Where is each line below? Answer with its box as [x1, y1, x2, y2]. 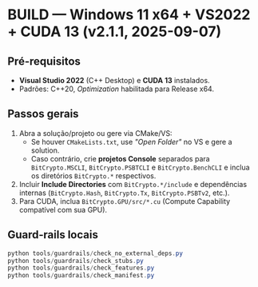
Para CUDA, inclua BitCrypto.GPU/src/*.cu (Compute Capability [18, 196, 231, 205]
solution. [30, 145, 60, 155]
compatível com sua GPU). [18, 205, 108, 214]
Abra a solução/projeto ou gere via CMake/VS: [18, 128, 173, 138]
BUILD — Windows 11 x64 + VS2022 [7, 6, 251, 24]
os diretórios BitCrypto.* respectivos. [30, 170, 157, 181]
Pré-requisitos [7, 54, 81, 68]
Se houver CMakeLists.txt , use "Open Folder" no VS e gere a [30, 137, 232, 146]
